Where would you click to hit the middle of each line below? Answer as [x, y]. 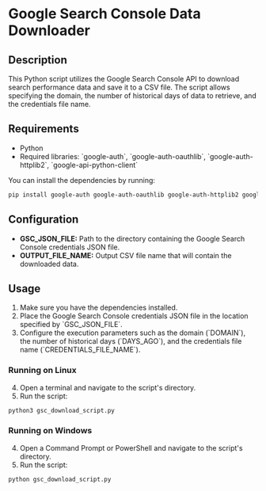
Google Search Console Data [104, 14]
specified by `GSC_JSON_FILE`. [71, 325]
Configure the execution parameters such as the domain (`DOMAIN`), [133, 333]
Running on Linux [42, 371]
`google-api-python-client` [95, 165]
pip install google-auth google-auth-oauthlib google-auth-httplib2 [123, 195]
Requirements [44, 129]
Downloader [49, 30]
